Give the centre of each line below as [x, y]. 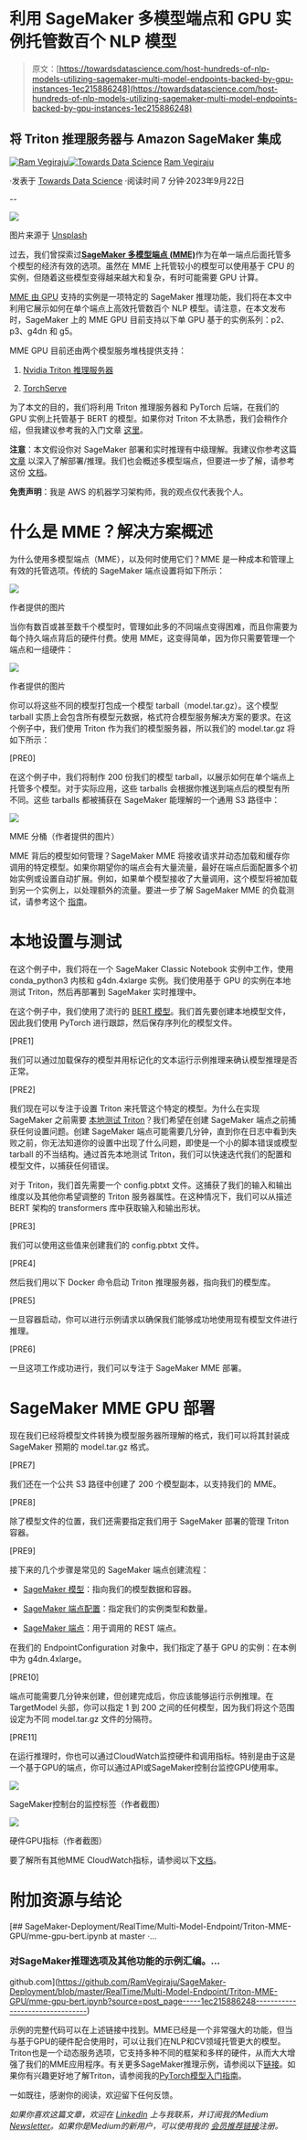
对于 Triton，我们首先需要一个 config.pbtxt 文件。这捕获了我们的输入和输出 [151, 1184]
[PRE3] [23, 1225]
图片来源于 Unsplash [48, 235]
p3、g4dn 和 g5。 [43, 331]
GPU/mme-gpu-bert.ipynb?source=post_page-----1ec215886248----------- [153, 2001]
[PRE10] [24, 1677]
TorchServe [44, 388]
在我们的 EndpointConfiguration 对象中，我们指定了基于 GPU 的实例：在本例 [153, 1647]
